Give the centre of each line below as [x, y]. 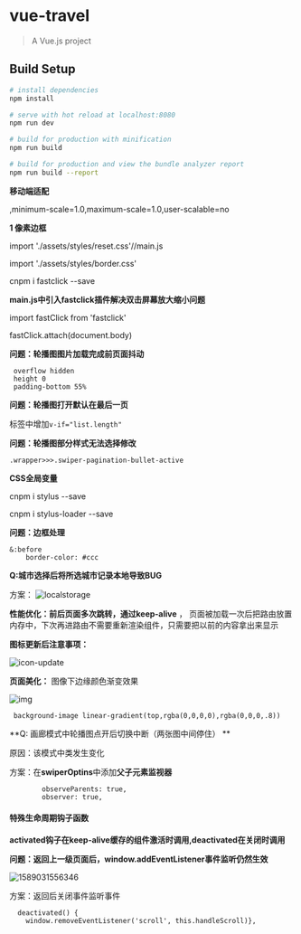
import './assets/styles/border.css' [73, 263]
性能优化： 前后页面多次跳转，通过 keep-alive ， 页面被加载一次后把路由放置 [150, 613]
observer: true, [72, 797]
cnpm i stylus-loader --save [61, 514]
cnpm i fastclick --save [52, 280]
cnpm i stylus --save [48, 496]
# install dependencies [54, 90]
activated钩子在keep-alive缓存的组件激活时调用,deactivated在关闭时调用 [147, 840]
